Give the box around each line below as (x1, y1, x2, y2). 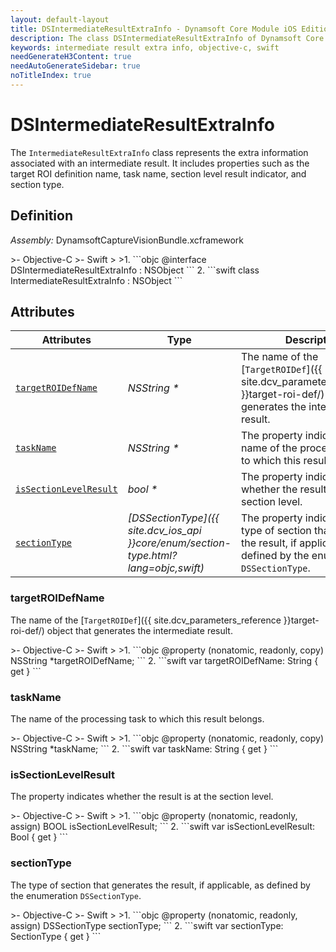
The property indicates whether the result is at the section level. (10, 791, 274, 803)
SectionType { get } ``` (10, 930, 102, 942)
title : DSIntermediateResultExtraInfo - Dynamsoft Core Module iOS (10, 24, 298, 34)
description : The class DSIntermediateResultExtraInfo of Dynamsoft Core (10, 33, 325, 43)
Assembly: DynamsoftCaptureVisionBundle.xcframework (10, 234, 245, 246)
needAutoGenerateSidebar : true (10, 61, 141, 71)
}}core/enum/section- (127, 536, 232, 550)
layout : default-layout (10, 14, 110, 25)
